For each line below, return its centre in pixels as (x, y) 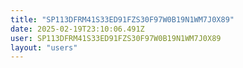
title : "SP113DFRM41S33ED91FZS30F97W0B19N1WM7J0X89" (122, 19)
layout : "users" (44, 47)
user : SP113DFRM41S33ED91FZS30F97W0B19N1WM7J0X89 (116, 38)
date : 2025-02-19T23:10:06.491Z (77, 29)
